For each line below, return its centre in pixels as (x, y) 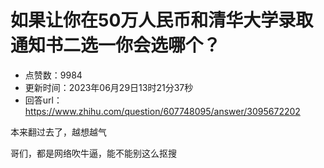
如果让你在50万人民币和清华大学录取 (162, 20)
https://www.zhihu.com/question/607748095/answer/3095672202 (162, 111)
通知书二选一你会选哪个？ (116, 45)
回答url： (43, 100)
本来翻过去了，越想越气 (58, 132)
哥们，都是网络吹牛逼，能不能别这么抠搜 (93, 153)
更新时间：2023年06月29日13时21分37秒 (109, 87)
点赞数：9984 (53, 75)
